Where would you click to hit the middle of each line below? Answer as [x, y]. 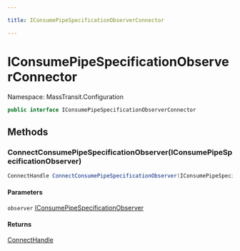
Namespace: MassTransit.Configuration [65, 96]
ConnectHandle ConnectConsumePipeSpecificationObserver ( [94, 176]
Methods [28, 132]
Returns [20, 224]
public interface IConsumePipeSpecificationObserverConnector [102, 110]
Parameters [25, 192]
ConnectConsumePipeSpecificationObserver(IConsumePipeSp [120, 152]
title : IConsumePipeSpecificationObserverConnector [86, 20]
